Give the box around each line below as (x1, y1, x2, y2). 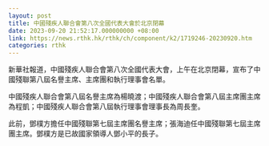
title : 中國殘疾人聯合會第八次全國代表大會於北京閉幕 (8, 19, 165, 27)
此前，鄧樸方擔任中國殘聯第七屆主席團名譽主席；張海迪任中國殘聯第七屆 (8, 119, 247, 128)
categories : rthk (8, 42, 66, 50)
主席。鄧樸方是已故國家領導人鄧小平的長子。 (14, 129, 163, 139)
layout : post (8, 11, 52, 20)
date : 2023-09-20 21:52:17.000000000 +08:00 (8, 26, 159, 34)
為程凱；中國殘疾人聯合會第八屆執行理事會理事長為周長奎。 (8, 102, 205, 112)
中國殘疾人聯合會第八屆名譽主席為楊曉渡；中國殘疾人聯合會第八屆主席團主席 (8, 91, 261, 101)
